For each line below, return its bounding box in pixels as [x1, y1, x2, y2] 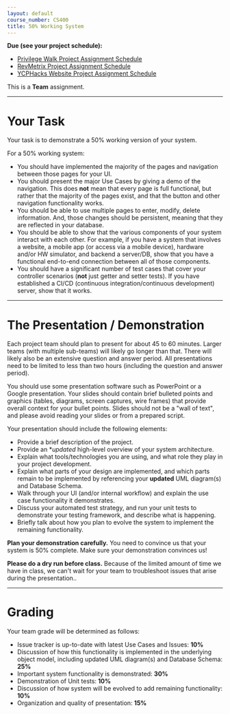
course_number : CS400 [7, 16, 69, 23]
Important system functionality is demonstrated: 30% [16, 670, 169, 678]
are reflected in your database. [16, 221, 105, 229]
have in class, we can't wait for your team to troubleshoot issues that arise [7, 567, 217, 575]
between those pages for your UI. [16, 170, 112, 178]
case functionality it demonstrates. [16, 496, 115, 505]
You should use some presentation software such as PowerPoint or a [7, 382, 202, 391]
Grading [7, 605, 54, 620]
